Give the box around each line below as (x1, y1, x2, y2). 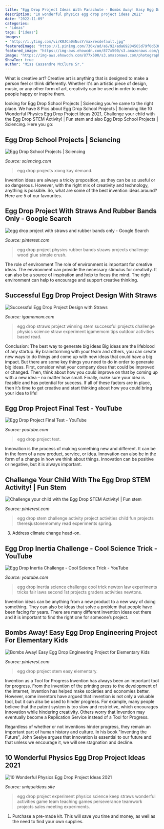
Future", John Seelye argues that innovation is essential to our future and (5, 734, 152, 740)
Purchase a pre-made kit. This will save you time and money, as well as (12, 813, 156, 819)
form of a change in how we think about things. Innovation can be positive (5, 456, 154, 462)
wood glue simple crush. (17, 252, 67, 258)
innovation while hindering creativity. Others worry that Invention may (5, 709, 145, 715)
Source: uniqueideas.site (5, 783, 55, 790)
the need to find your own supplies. (12, 818, 84, 824)
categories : (5, 21, 29, 26)
